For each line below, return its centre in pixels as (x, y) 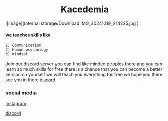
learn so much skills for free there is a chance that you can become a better (84, 69)
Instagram (16, 104)
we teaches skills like (28, 35)
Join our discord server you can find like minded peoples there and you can (84, 64)
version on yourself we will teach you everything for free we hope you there (84, 75)
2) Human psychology (27, 50)
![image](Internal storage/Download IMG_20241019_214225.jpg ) (72, 23)
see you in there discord (30, 80)
